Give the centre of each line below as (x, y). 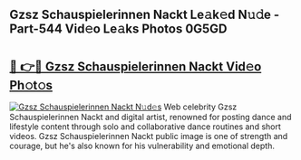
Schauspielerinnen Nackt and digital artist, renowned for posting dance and (150, 117)
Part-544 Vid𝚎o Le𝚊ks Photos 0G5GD (119, 29)
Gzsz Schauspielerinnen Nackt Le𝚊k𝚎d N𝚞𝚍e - (145, 15)
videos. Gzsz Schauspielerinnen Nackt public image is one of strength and (149, 136)
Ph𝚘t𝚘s (31, 85)
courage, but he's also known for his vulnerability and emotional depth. (142, 146)
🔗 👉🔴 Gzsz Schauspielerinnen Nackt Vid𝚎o (136, 66)
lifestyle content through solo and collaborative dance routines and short (145, 127)
